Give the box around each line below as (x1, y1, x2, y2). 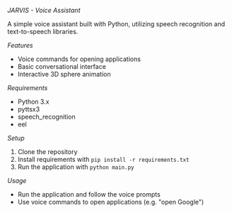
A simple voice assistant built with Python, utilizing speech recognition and (7, 20, 225, 28)
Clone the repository (17, 148, 78, 155)
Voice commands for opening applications (17, 55, 141, 63)
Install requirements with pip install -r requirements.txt (17, 155, 190, 163)
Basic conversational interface (17, 62, 106, 70)
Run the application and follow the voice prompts (17, 190, 161, 198)
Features (7, 41, 33, 49)
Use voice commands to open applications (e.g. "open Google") (17, 198, 204, 206)
